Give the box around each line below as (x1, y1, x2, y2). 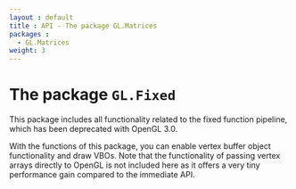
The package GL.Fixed (9, 85, 177, 105)
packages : (9, 29, 50, 38)
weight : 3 (9, 46, 46, 55)
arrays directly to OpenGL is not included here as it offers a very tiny (9, 160, 260, 170)
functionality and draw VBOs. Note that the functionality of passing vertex (9, 151, 281, 161)
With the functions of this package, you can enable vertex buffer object (9, 141, 272, 152)
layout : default (9, 12, 74, 22)
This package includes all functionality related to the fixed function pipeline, (9, 114, 288, 125)
